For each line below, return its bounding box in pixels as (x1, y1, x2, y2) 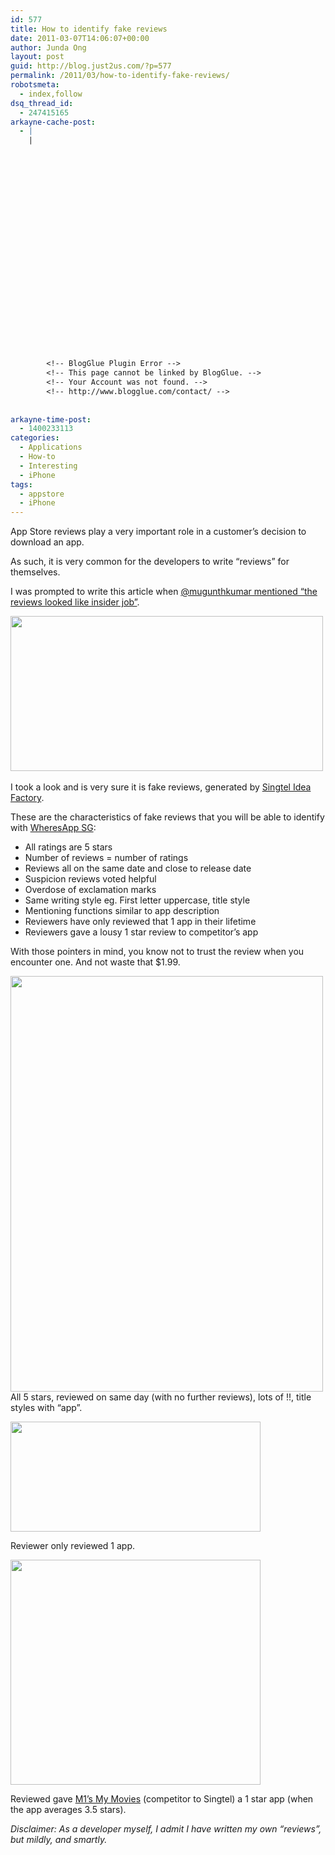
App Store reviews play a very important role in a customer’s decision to (10, 526, 307, 538)
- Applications (19, 442, 83, 453)
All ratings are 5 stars (24, 841, 113, 853)
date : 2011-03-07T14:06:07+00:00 (10, 33, 150, 43)
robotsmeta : (10, 80, 60, 90)
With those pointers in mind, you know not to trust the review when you (10, 946, 305, 958)
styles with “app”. (10, 1402, 83, 1414)
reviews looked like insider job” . (10, 596, 140, 608)
